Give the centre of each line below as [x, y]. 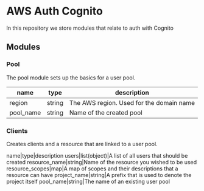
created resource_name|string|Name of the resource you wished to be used [102, 162]
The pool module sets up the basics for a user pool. [71, 78]
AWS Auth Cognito [55, 11]
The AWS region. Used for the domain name [132, 102]
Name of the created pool [106, 112]
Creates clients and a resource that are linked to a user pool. [82, 144]
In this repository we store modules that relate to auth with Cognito [90, 28]
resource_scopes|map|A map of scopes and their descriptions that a [92, 169]
